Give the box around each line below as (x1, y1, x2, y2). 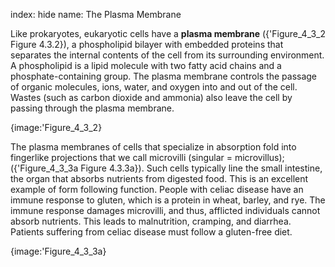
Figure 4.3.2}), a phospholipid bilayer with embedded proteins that (10, 39, 284, 50)
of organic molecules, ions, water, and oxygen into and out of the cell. (10, 81, 298, 93)
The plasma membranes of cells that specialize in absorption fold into (10, 141, 297, 153)
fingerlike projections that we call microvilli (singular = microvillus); (10, 152, 285, 163)
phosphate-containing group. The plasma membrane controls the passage (10, 70, 318, 82)
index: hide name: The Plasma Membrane (10, 9, 182, 20)
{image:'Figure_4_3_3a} (10, 245, 107, 257)
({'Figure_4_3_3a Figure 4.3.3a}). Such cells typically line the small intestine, (10, 162, 323, 174)
